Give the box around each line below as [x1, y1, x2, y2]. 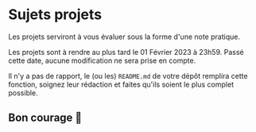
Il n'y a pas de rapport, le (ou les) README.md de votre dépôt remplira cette [8, 71, 248, 80]
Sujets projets [8, 6, 102, 24]
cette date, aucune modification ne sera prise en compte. [8, 56, 196, 65]
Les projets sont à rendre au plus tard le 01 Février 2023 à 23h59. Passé [8, 47, 244, 56]
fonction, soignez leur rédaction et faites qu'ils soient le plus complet [8, 80, 235, 89]
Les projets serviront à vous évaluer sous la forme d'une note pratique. [8, 32, 241, 41]
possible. [8, 87, 38, 97]
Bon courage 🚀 [8, 111, 83, 125]
